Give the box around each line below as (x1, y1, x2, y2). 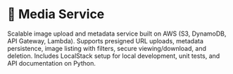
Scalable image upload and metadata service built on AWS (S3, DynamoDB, (7, 29, 227, 38)
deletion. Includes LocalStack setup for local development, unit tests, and (7, 52, 220, 60)
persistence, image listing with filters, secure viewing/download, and (7, 44, 206, 52)
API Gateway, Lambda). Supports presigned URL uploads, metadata (7, 36, 204, 45)
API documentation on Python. (7, 59, 96, 67)
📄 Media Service (7, 6, 105, 22)
